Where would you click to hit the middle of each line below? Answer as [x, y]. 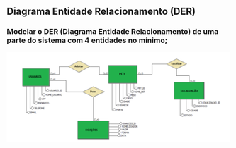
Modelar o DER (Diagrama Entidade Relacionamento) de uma [113, 32]
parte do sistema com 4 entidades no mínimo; [87, 40]
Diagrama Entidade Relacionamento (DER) [101, 12]
